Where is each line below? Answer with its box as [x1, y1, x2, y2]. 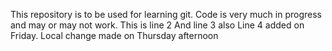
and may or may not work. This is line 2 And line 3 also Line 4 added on [10, 19, 305, 31]
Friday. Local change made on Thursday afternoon [10, 30, 219, 41]
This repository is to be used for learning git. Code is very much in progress [10, 9, 323, 20]
